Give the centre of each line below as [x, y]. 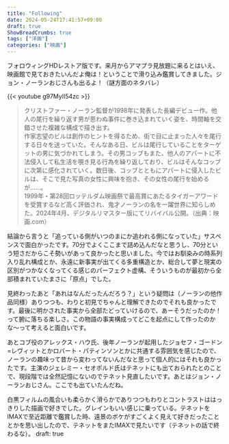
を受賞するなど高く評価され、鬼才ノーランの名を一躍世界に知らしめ [120, 205]
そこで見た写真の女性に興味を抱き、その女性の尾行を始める [126, 179]
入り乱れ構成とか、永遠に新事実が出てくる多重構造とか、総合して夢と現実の [114, 262]
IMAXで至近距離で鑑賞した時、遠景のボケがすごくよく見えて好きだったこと [113, 417]
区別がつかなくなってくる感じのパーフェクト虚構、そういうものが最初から [111, 270]
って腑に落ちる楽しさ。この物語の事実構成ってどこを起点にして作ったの [108, 319]
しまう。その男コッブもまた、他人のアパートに [149, 153]
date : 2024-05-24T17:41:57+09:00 [55, 20]
